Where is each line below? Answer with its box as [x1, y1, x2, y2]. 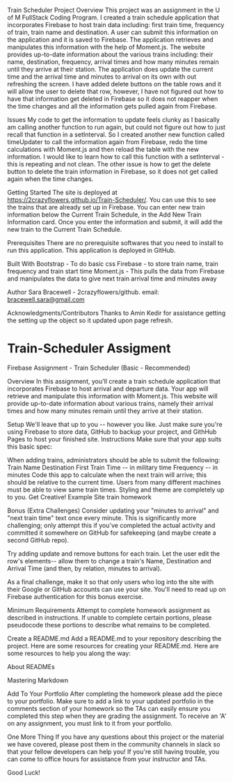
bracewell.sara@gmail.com [7, 295, 85, 304]
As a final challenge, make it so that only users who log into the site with [7, 577, 214, 586]
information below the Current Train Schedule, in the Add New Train [7, 210, 202, 219]
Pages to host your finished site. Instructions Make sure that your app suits [7, 435, 222, 443]
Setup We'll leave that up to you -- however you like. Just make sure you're [7, 420, 223, 428]
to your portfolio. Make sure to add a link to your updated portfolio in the [7, 696, 214, 705]
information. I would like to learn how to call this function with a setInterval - [7, 153, 225, 161]
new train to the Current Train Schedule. [7, 226, 122, 233]
